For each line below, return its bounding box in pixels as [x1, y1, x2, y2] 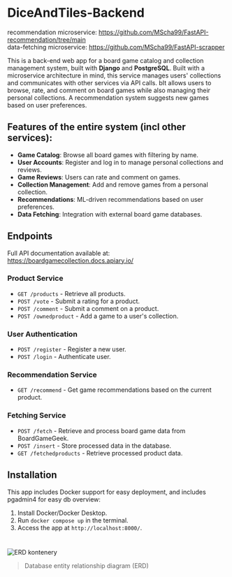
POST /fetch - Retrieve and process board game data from [17, 426, 186, 434]
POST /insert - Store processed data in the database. [17, 441, 172, 450]
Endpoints [7, 231, 53, 242]
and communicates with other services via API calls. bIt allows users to [7, 78, 212, 87]
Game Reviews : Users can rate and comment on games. [17, 173, 180, 181]
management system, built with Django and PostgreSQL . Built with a [7, 64, 205, 72]
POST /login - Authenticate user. [17, 353, 111, 361]
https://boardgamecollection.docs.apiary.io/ [7, 256, 134, 265]
